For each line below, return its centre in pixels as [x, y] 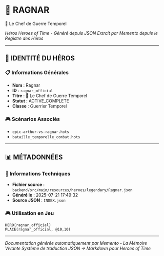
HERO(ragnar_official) [28, 225]
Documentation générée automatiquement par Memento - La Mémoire [76, 243]
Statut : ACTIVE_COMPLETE [41, 101]
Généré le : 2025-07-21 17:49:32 [45, 195]
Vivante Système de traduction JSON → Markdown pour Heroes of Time [78, 248]
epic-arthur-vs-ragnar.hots [41, 132]
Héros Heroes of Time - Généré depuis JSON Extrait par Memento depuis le [82, 33]
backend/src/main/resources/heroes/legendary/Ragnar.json [72, 190]
